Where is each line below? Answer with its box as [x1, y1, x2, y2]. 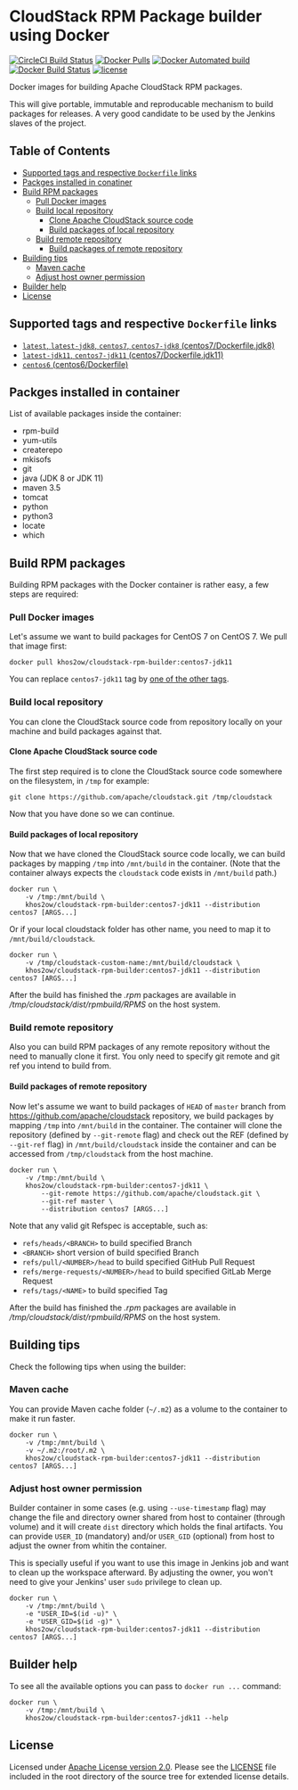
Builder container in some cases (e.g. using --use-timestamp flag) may [9, 1503, 267, 1514]
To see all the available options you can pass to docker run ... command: [9, 1680, 282, 1691]
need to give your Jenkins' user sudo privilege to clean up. [9, 1577, 222, 1588]
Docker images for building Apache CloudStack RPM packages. [9, 81, 243, 92]
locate [21, 520, 46, 532]
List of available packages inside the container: [9, 408, 182, 419]
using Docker [9, 25, 110, 45]
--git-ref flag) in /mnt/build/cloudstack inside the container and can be [9, 1139, 278, 1150]
